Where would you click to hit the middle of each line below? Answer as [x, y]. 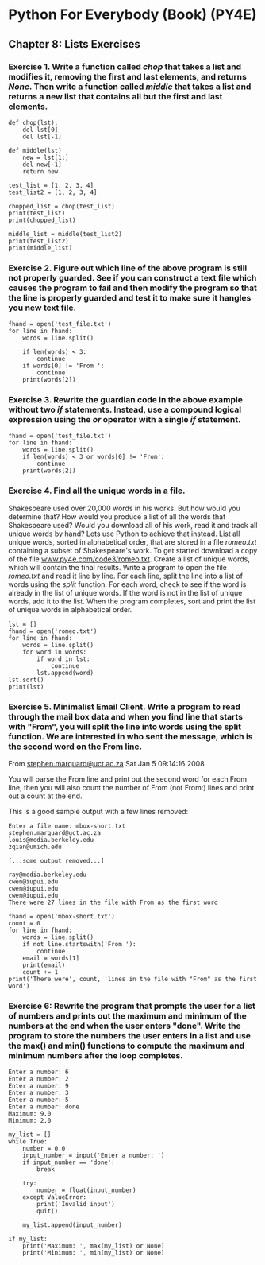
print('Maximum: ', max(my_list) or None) [94, 1246]
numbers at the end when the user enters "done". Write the [125, 1026]
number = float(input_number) [86, 1190]
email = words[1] [51, 958]
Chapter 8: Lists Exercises [74, 44]
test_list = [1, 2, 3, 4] [51, 185]
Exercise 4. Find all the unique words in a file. [97, 491]
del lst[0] [40, 130]
